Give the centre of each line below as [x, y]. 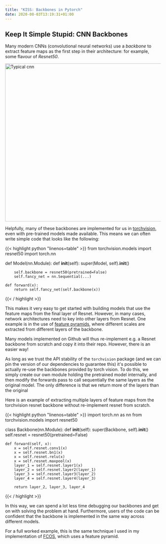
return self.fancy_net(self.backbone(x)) [57, 290]
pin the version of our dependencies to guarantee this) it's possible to [76, 364]
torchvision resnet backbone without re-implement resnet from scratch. [78, 405]
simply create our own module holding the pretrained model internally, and [81, 375]
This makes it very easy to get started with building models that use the [78, 309]
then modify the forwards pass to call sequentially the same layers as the [80, 380]
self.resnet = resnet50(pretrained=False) [46, 435]
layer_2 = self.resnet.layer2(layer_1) [55, 470]
